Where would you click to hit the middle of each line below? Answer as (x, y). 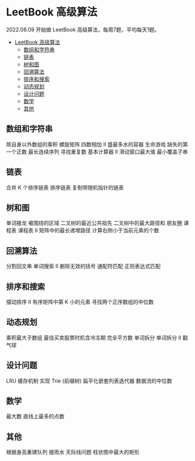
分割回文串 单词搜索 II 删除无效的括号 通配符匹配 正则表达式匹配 (83, 266)
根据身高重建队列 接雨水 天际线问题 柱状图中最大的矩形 (73, 452)
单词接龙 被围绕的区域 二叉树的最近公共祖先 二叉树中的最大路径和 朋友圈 (94, 223)
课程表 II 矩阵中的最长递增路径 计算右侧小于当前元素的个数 (88, 230)
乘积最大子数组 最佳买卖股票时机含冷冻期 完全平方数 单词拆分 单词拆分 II (94, 338)
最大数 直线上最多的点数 (35, 416)
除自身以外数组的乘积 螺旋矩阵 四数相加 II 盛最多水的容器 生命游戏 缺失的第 (97, 144)
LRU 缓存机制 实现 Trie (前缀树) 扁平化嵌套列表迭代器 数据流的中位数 (89, 381)
